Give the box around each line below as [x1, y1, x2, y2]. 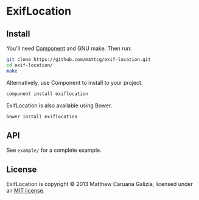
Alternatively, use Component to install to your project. [6, 79, 143, 86]
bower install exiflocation [6, 113, 78, 120]
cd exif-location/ [6, 62, 53, 68]
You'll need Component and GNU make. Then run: [6, 45, 132, 52]
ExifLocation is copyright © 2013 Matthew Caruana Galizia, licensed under [6, 180, 194, 187]
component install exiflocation [6, 90, 88, 97]
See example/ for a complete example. [6, 146, 102, 154]
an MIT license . [6, 187, 45, 194]
